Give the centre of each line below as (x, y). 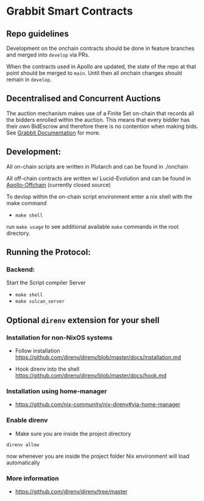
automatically (23, 462)
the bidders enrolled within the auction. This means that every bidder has (98, 119)
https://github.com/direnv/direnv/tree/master (71, 491)
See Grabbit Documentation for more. (53, 133)
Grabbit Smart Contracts (70, 11)
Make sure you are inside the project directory (73, 433)
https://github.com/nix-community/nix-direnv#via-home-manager (98, 405)
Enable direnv (27, 420)
